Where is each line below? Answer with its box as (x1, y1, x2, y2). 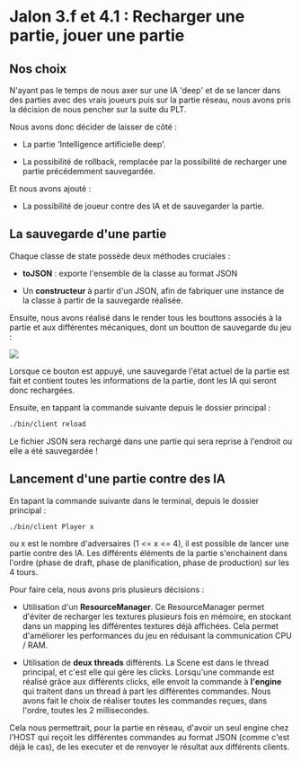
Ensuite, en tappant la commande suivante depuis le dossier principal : (9, 402, 271, 412)
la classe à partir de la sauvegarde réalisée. (22, 295, 184, 305)
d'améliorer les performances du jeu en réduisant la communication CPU (22, 631, 292, 642)
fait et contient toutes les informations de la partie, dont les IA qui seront (9, 375, 277, 385)
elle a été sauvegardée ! (9, 445, 99, 456)
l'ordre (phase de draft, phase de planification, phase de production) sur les (9, 557, 290, 568)
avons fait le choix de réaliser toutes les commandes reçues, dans (22, 695, 268, 706)
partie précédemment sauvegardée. (22, 166, 155, 176)
